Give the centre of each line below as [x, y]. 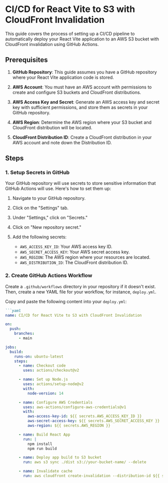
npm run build [42, 449]
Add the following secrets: [39, 237]
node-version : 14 [45, 393]
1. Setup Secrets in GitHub [37, 172]
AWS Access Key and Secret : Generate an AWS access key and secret [86, 102]
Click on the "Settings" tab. [40, 208]
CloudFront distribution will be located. [52, 127]
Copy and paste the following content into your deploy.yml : [66, 301]
